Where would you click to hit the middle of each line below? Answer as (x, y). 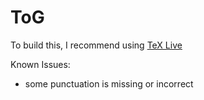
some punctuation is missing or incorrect (109, 83)
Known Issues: (40, 64)
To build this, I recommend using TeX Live (96, 45)
